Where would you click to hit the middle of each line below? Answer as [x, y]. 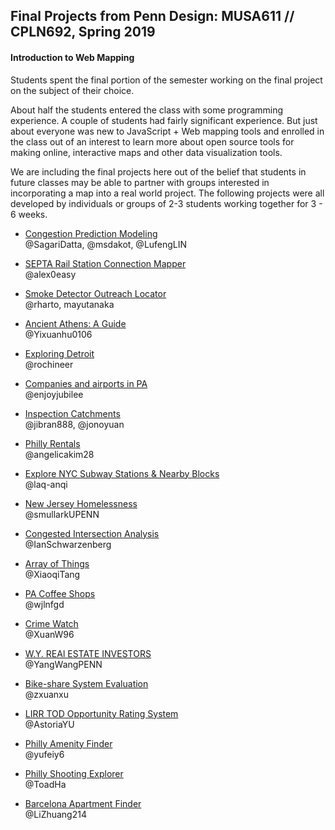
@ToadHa [45, 784]
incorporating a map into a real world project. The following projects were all [167, 193]
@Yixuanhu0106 [58, 334]
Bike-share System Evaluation [86, 683]
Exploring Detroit [59, 353]
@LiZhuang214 [55, 814]
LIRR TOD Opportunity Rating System [101, 713]
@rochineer [49, 364]
